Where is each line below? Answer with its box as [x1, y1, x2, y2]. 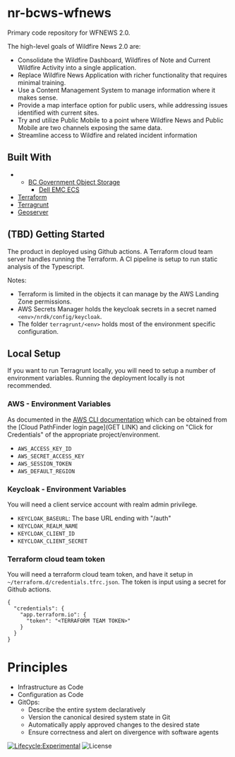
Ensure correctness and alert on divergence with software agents [28, 728, 219, 736]
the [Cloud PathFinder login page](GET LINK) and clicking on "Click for [7, 422, 213, 431]
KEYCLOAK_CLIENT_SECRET [17, 538, 88, 545]
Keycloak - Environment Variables [7, 484, 127, 494]
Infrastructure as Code [17, 683, 84, 691]
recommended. [7, 381, 52, 390]
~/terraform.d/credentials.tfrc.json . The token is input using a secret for [7, 578, 227, 586]
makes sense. [17, 93, 59, 102]
